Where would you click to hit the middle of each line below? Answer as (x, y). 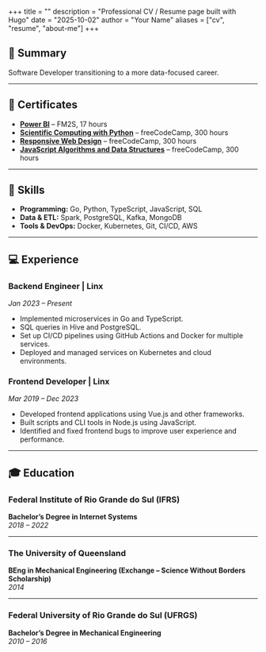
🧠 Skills (27, 190)
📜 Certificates (43, 105)
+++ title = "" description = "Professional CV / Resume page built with (122, 12)
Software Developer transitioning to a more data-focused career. (114, 72)
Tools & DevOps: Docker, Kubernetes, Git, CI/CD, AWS (108, 226)
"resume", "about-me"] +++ (53, 28)
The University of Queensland (67, 554)
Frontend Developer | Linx (59, 382)
